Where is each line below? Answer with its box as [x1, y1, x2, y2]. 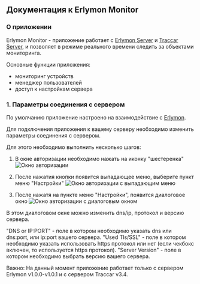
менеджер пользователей [14, 79, 82, 86]
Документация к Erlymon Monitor [6, 5, 139, 15]
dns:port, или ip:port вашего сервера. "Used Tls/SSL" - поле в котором [6, 234, 186, 241]
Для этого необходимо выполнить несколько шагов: [6, 144, 141, 151]
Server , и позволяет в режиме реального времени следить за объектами [6, 43, 194, 50]
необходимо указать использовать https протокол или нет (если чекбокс [6, 240, 195, 247]
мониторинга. [6, 49, 42, 56]
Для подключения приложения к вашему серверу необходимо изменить [6, 125, 195, 133]
